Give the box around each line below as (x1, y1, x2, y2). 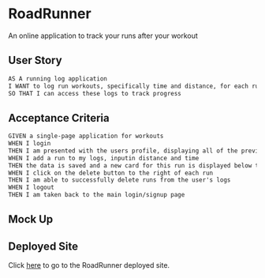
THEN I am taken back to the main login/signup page (8, 191, 185, 199)
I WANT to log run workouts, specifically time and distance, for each (8, 82, 248, 90)
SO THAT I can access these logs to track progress (8, 89, 181, 97)
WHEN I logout (8, 183, 55, 192)
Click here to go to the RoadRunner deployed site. (8, 261, 170, 270)
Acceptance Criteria (8, 111, 110, 125)
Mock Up (8, 212, 54, 226)
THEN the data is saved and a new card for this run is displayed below (8, 161, 252, 170)
